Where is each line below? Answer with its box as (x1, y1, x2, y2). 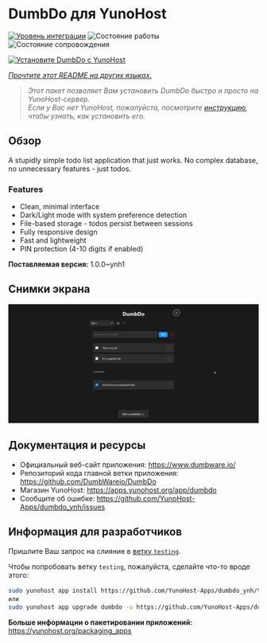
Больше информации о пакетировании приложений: (8, 618, 193, 627)
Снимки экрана (8, 283, 91, 296)
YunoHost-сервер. (27, 94, 90, 103)
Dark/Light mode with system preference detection (19, 210, 188, 220)
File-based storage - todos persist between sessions (19, 219, 193, 228)
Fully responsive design (19, 228, 98, 237)
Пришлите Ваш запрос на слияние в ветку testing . (8, 546, 181, 555)
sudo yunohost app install (8, 586, 98, 594)
